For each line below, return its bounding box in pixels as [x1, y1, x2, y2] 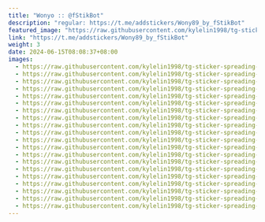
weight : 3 [8, 41, 41, 49]
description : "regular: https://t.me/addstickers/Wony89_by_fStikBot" [8, 19, 245, 27]
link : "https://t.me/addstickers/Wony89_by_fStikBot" [8, 33, 189, 42]
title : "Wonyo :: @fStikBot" [8, 11, 104, 20]
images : [8, 56, 34, 64]
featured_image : [8, 26, 62, 34]
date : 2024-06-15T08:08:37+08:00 [8, 48, 118, 56]
